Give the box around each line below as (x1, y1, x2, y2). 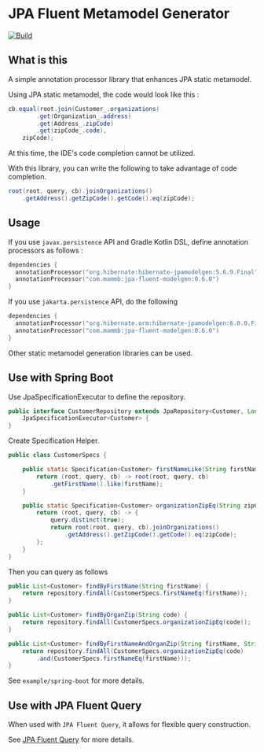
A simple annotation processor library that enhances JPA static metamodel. (8, 74, 252, 83)
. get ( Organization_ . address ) (36, 112, 132, 120)
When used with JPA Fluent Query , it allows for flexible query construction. (8, 720, 251, 729)
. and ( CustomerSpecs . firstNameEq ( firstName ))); (36, 654, 192, 662)
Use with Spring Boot (8, 371, 114, 385)
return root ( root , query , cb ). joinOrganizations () (49, 524, 220, 532)
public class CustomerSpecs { (8, 452, 108, 459)
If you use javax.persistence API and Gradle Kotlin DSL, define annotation (8, 237, 249, 246)
